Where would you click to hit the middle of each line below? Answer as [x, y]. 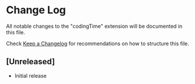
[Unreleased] [31, 62]
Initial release [30, 75]
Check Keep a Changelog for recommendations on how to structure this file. [98, 43]
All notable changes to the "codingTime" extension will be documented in [94, 26]
